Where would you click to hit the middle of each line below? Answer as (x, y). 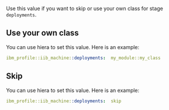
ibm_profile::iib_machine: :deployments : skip (64, 101)
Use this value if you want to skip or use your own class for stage (85, 8)
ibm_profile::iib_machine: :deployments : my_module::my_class (83, 58)
